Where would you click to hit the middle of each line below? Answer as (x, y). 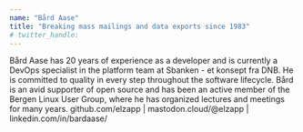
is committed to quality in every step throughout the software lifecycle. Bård (151, 80)
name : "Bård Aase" (44, 18)
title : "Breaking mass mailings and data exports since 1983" (130, 26)
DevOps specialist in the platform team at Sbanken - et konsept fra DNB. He (151, 70)
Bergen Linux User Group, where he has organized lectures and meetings (147, 99)
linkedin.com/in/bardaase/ (58, 118)
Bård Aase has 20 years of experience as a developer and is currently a (144, 61)
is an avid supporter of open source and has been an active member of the (150, 90)
